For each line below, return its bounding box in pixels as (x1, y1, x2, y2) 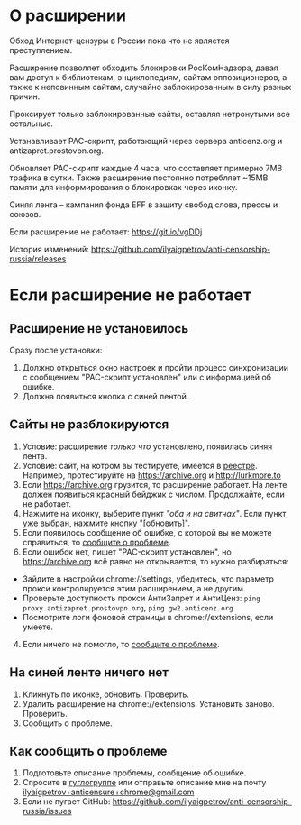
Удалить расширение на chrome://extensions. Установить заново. (22, 698, 275, 709)
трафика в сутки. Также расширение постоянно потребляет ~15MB (9, 172, 269, 183)
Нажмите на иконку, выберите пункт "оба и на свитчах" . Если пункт (22, 508, 287, 518)
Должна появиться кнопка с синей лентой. (22, 390, 189, 401)
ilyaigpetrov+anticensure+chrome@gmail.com (22, 786, 195, 798)
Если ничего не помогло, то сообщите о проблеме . (22, 638, 221, 649)
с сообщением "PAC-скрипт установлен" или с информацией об (22, 371, 272, 382)
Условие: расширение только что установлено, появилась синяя (22, 441, 273, 452)
